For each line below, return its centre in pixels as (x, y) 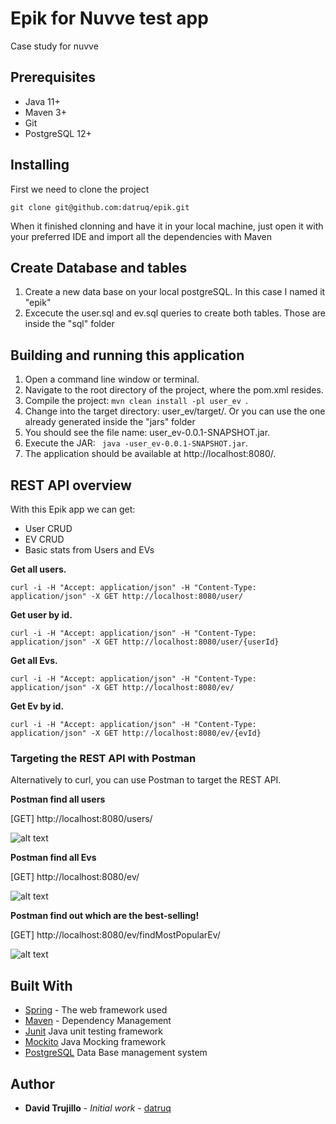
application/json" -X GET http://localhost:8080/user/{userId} (145, 642)
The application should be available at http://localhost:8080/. (150, 454)
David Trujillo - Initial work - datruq (98, 1108)
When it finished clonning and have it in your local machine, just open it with (167, 226)
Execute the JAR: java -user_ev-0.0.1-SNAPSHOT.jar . (136, 443)
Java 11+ (42, 101)
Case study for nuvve (54, 46)
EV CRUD (44, 539)
